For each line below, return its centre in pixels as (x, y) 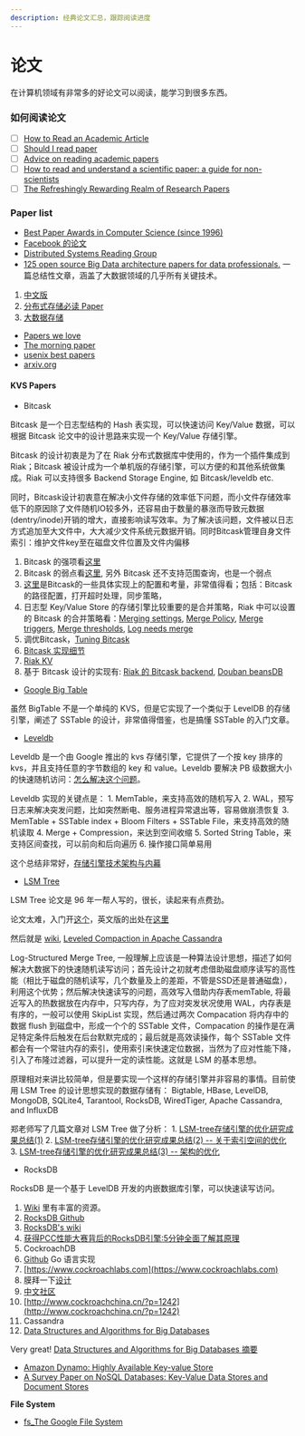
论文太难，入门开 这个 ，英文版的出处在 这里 (90, 919)
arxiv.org (40, 364)
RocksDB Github (54, 1218)
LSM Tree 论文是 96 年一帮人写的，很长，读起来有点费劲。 (120, 899)
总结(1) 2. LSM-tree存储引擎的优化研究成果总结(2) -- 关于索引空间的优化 (152, 1140)
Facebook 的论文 (55, 243)
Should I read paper (60, 148)
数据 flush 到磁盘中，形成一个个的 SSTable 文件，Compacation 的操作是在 (149, 1025)
